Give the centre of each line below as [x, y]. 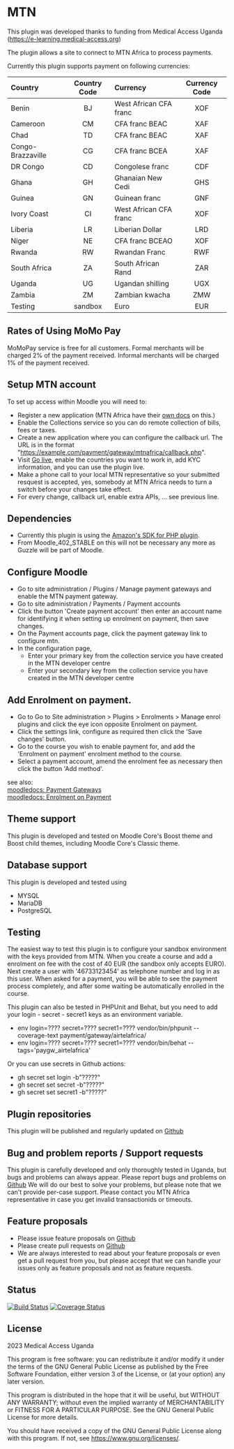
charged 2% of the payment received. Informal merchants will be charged [113, 355]
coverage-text [38, 1036]
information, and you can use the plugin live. [81, 467]
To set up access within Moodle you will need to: [77, 402]
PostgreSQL [34, 910]
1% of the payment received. [48, 362]
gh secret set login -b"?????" [59, 1077]
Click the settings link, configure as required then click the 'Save [110, 731]
